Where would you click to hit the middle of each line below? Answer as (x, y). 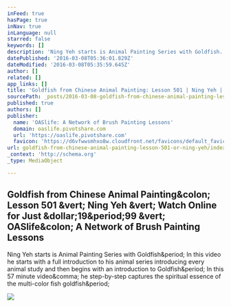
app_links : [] (27, 84)
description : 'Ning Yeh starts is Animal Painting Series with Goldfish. (115, 52)
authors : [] (24, 109)
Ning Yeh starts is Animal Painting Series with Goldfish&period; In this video (114, 254)
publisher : (23, 116)
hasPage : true (27, 20)
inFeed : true (26, 13)
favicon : (26, 142)
